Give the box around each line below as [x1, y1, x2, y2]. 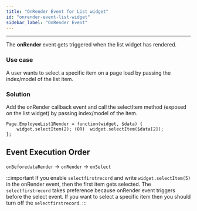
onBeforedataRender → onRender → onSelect [6, 163, 111, 170]
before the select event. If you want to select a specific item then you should [6, 193, 191, 200]
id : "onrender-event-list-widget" [6, 14, 91, 20]
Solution [6, 90, 31, 98]
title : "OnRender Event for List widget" [6, 8, 109, 15]
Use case [6, 56, 33, 64]
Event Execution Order [6, 148, 90, 158]
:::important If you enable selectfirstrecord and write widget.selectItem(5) [6, 174, 191, 181]
